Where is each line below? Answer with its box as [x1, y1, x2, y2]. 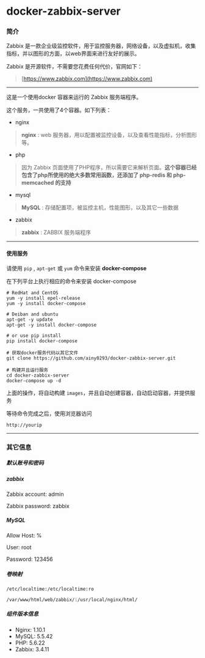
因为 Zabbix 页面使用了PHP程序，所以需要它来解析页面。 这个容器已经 [21, 164, 197, 171]
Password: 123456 [6, 555, 53, 563]
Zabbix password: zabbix [6, 502, 70, 509]
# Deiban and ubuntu [6, 311, 59, 317]
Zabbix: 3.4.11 [15, 645, 49, 652]
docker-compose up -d [6, 377, 62, 383]
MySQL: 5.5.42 [15, 632, 53, 640]
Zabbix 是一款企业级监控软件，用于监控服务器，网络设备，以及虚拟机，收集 [6, 42, 196, 50]
